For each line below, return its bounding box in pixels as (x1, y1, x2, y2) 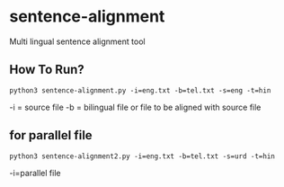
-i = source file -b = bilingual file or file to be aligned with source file (9, 102, 262, 112)
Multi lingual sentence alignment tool (9, 36, 146, 47)
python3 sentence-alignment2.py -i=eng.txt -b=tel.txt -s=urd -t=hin (9, 151, 276, 161)
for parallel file (9, 128, 93, 143)
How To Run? (9, 62, 85, 77)
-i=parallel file (9, 167, 61, 178)
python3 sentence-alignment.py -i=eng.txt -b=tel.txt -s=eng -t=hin (9, 85, 271, 95)
